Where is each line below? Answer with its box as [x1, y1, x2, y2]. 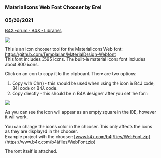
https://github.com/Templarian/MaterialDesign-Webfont [5, 51, 116, 57]
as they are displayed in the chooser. [5, 129, 78, 134]
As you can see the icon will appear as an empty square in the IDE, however [5, 109, 156, 115]
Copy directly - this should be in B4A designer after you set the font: [12, 91, 148, 97]
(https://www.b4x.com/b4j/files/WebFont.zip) [5, 139, 96, 145]
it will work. [5, 114, 28, 120]
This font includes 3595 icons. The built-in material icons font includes [5, 57, 146, 62]
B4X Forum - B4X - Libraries [5, 28, 62, 34]
